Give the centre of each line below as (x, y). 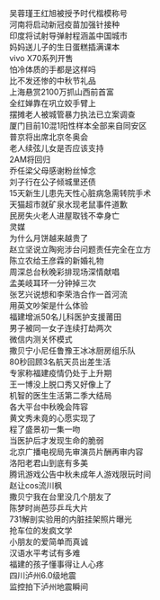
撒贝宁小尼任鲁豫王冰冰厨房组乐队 (72, 350)
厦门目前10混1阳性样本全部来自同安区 (78, 125)
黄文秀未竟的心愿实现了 (53, 418)
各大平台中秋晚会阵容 (49, 407)
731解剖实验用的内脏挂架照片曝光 (71, 519)
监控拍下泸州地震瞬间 (49, 587)
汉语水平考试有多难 (45, 553)
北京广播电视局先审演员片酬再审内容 (76, 452)
